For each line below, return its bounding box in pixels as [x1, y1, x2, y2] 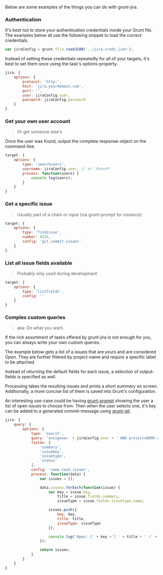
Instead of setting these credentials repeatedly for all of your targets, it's [5, 56, 150, 62]
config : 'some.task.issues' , [31, 467, 90, 473]
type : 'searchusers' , [22, 162, 66, 167]
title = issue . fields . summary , [57, 494, 120, 499]
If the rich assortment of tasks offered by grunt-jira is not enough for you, [5, 335, 152, 340]
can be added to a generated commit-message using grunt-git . [5, 408, 131, 414]
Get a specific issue [5, 201, 52, 207]
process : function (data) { [31, 472, 86, 476]
